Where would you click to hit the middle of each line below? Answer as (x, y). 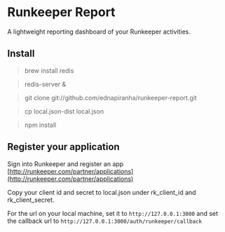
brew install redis (49, 70)
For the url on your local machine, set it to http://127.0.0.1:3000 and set (113, 213)
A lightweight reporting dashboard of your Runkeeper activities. (99, 32)
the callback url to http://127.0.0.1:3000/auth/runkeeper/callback (104, 221)
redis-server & (45, 84)
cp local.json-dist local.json (64, 111)
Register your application (64, 147)
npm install (40, 125)
